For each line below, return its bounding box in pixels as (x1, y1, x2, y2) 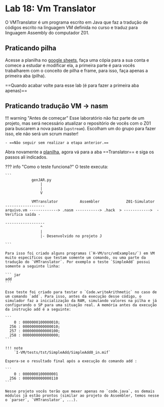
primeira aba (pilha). (5, 72, 46, 79)
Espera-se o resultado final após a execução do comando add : (5, 358, 137, 364)
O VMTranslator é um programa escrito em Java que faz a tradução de (5, 19, 148, 25)
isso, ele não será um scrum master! (5, 131, 79, 136)
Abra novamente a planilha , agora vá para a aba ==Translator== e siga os (5, 149, 154, 155)
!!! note (5, 345, 23, 350)
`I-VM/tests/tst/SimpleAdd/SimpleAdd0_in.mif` (14, 350, 111, 355)
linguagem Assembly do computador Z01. (5, 30, 89, 35)
